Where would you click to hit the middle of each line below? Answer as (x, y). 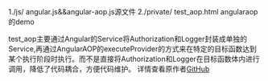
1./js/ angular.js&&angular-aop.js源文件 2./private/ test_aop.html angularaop (133, 12)
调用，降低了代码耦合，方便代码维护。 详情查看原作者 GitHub (109, 69)
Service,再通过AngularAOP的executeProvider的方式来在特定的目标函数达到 (133, 49)
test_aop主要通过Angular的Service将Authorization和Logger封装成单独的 (128, 39)
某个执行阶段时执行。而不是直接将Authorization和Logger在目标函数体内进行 (134, 59)
